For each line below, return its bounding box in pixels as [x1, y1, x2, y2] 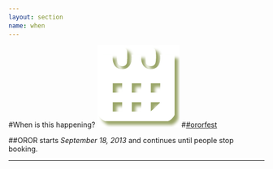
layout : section [8, 13, 63, 21]
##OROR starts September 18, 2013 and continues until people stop [8, 135, 234, 145]
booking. [8, 144, 38, 154]
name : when [8, 21, 45, 30]
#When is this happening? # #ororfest [8, 120, 218, 129]
